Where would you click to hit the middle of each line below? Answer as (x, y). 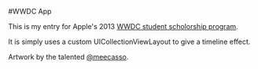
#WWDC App (30, 11)
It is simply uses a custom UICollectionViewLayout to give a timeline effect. (129, 42)
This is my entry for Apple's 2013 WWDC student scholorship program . (123, 26)
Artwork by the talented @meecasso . (68, 57)
